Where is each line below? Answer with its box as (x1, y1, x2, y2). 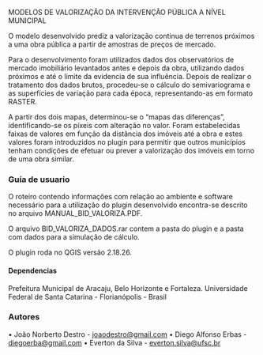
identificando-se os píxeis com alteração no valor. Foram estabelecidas (8, 121, 241, 130)
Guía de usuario (8, 174, 70, 185)
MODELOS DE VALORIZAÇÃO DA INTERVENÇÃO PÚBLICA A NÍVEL (8, 8, 227, 17)
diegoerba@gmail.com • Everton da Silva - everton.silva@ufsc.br (8, 338, 221, 347)
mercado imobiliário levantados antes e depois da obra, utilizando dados (8, 63, 245, 73)
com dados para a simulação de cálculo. (8, 232, 140, 242)
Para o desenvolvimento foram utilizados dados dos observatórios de (8, 55, 235, 64)
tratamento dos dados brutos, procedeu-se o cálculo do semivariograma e (8, 80, 251, 89)
